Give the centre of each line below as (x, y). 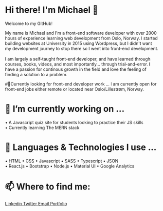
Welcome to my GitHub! (29, 23)
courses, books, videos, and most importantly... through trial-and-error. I (78, 64)
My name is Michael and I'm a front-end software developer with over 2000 (81, 33)
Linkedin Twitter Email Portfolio (36, 203)
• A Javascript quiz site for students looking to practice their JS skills (74, 122)
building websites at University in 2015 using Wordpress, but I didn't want (79, 43)
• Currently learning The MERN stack (42, 127)
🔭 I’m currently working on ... (65, 109)
